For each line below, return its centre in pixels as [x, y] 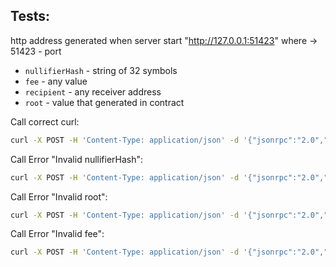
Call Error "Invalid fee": [57, 234]
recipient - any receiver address [93, 91]
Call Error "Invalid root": [59, 196]
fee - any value [56, 81]
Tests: [30, 16]
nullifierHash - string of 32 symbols [101, 70]
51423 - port [36, 51]
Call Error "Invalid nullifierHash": [77, 159]
